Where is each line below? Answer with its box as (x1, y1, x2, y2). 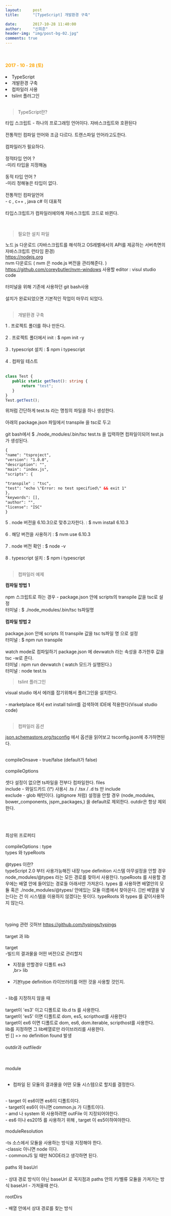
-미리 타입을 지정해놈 (5, 162, 47, 168)
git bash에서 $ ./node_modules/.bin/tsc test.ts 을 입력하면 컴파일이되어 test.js (5, 431, 164, 438)
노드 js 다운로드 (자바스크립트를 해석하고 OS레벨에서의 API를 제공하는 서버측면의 (5, 242, 166, 248)
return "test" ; (21, 383, 54, 388)
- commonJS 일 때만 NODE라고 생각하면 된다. (5, 1152, 99, 1158)
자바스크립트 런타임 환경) (5, 248, 55, 254)
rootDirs (5, 1193, 22, 1200)
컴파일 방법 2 (5, 618, 31, 624)
